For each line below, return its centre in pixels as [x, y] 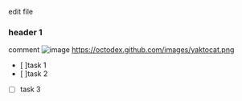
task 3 [30, 89]
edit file [21, 12]
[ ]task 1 [33, 65]
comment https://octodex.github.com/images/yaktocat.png [121, 50]
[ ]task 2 [34, 74]
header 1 [25, 32]
